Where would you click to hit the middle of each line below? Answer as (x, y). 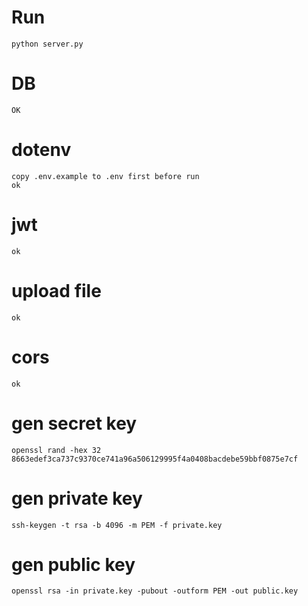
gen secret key (74, 423)
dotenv (41, 150)
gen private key (77, 498)
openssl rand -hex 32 (56, 450)
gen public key (73, 564)
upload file (56, 290)
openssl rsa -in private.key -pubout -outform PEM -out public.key (155, 591)
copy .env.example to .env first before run (105, 176)
